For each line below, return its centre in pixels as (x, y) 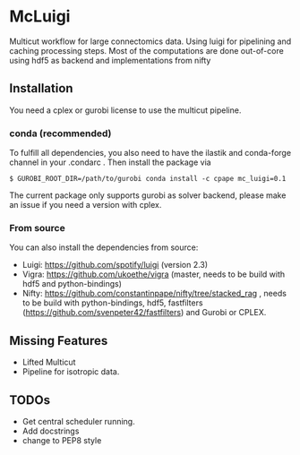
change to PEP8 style (62, 440)
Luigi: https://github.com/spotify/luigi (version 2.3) (115, 265)
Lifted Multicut (49, 362)
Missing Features (59, 341)
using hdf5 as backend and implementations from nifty (110, 60)
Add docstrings (51, 431)
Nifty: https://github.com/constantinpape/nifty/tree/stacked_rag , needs (154, 294)
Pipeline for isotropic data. (71, 372)
